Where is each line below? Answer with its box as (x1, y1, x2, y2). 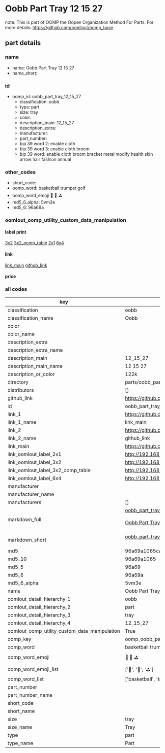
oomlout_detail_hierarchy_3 (7, 612, 71, 618)
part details (5, 39, 41, 47)
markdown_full (7, 516, 42, 523)
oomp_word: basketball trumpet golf (12, 185, 86, 191)
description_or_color (7, 371, 55, 377)
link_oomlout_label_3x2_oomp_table (7, 467, 91, 474)
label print (5, 229, 27, 235)
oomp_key (7, 636, 32, 643)
